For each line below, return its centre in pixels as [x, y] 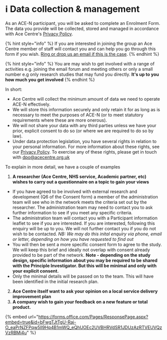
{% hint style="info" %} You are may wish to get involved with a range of [80, 64]
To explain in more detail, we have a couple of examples [63, 167]
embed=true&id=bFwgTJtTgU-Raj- [41, 322]
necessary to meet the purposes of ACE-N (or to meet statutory [78, 115]
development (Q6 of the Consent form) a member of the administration [85, 196]
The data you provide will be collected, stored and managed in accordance [82, 28]
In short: [14, 89]
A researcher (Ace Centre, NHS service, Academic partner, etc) [79, 176]
